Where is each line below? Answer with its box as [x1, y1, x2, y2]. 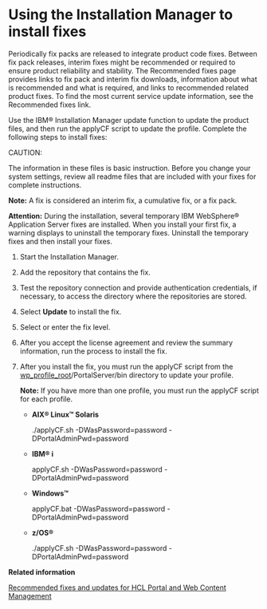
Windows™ [31, 488, 69, 498]
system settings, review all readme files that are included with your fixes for [8, 172, 257, 181]
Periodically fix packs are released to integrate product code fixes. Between [8, 49, 257, 58]
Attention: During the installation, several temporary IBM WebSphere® [8, 211, 240, 220]
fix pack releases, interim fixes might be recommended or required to [8, 57, 236, 67]
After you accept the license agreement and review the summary [19, 338, 234, 347]
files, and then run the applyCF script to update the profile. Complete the [8, 124, 247, 133]
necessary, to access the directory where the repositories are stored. [19, 291, 247, 301]
